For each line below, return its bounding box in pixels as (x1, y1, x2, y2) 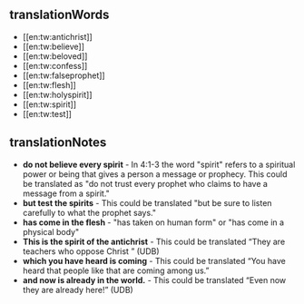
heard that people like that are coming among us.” (22, 265, 210, 276)
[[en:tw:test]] (22, 108, 73, 119)
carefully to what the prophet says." (22, 207, 157, 218)
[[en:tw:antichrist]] (22, 31, 93, 42)
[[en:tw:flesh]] (22, 79, 77, 90)
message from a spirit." (22, 188, 111, 199)
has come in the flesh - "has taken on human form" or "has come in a (22, 217, 284, 228)
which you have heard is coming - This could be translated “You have (22, 255, 286, 266)
